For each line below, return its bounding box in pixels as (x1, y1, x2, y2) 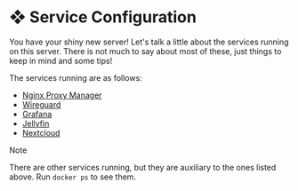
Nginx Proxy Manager (21, 90, 102, 100)
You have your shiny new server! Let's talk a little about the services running (9, 36, 289, 47)
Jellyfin (21, 118, 50, 129)
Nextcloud (21, 127, 60, 138)
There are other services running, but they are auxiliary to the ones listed (9, 162, 277, 172)
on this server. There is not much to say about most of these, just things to (9, 45, 282, 56)
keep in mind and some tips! (9, 55, 113, 66)
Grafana (21, 108, 52, 119)
